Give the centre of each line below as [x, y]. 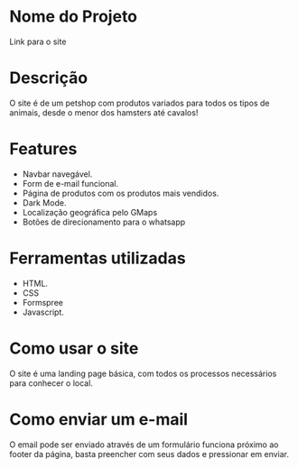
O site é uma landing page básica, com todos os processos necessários [143, 373]
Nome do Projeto [74, 17]
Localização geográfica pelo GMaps [90, 212]
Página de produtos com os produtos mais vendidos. [121, 193]
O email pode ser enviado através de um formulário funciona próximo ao [144, 445]
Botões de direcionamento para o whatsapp [104, 222]
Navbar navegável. [57, 174]
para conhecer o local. [51, 383]
